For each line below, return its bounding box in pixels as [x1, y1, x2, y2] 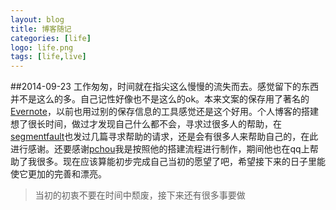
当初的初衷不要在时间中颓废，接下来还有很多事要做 [34, 189, 246, 201]
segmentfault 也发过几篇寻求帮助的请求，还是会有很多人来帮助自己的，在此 [10, 131, 319, 143]
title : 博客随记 [10, 24, 72, 34]
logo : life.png [10, 42, 74, 53]
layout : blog [10, 14, 65, 25]
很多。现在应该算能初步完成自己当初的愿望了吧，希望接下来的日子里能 [36, 156, 326, 168]
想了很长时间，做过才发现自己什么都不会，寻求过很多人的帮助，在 [10, 118, 282, 130]
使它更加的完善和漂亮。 [10, 168, 107, 180]
